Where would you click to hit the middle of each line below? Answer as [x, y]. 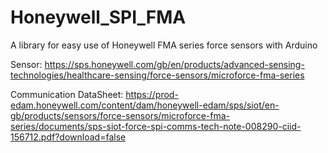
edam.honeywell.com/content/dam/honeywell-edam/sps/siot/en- [145, 105]
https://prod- [152, 94]
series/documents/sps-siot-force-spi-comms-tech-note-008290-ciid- [156, 126]
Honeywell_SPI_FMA [98, 17]
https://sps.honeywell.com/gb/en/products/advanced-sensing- [174, 64]
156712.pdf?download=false [68, 137]
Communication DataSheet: [67, 94]
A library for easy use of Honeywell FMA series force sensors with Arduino [164, 45]
